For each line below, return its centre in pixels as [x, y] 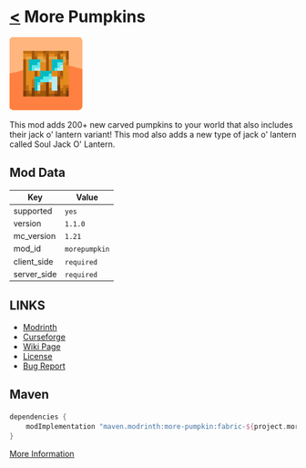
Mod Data [37, 173]
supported [33, 211]
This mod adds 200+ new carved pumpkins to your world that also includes [151, 124]
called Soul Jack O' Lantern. [62, 144]
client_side [33, 261]
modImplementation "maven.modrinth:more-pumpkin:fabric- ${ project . [156, 426]
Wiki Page [41, 347]
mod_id [27, 249]
